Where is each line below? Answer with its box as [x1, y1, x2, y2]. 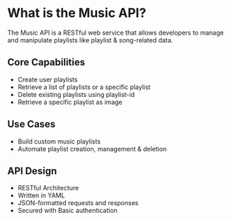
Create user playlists [17, 75, 78, 83]
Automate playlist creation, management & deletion [17, 144, 167, 153]
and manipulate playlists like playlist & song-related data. [7, 35, 174, 44]
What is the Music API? [7, 5, 147, 21]
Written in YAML [17, 191, 65, 199]
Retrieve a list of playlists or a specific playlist [17, 83, 151, 91]
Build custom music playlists [17, 137, 101, 146]
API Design [7, 165, 57, 177]
